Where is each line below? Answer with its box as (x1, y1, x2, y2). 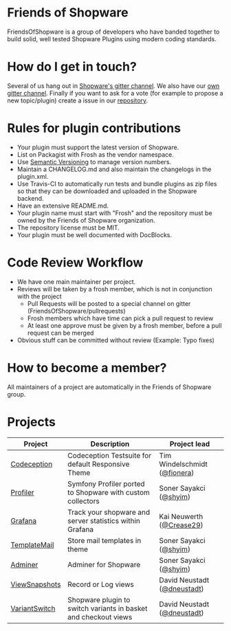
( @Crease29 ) (159, 520, 203, 530)
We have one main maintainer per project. (16, 277, 136, 286)
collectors (67, 496, 100, 506)
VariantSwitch (10, 604, 56, 613)
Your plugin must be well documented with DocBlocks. (16, 230, 172, 239)
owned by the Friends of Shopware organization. (16, 216, 156, 224)
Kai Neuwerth (159, 511, 203, 521)
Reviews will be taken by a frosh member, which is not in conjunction (16, 285, 212, 293)
